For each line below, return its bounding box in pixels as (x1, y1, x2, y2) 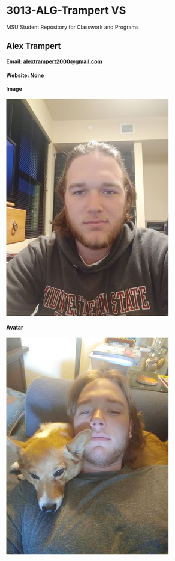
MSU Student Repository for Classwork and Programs (6, 23, 139, 31)
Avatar (6, 324, 23, 331)
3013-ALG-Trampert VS (6, 4, 126, 17)
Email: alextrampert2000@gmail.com (6, 58, 103, 65)
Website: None (6, 72, 44, 79)
